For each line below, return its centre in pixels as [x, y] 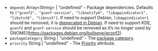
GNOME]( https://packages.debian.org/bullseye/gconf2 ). [66, 33]
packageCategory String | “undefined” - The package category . [72, 38]
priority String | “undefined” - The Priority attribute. [62, 43]
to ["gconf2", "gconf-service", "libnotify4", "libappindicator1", [79, 13]
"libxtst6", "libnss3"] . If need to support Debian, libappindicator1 [79, 18]
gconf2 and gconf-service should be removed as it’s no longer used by [80, 28]
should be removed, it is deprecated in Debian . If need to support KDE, [80, 23]
